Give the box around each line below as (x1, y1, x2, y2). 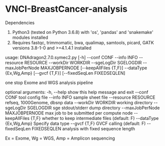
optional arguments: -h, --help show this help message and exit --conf (5, 89, 149, 95)
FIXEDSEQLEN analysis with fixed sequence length (32, 125, 135, 131)
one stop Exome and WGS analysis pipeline (5, 80, 94, 86)
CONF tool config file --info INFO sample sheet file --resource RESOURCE (5, 94, 156, 100)
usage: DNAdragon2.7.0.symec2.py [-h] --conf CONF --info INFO (5, 54, 138, 60)
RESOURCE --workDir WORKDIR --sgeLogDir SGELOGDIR (24, 59, 142, 65)
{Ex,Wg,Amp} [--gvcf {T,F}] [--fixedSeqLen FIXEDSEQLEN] (5, 70, 126, 76)
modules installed (12, 34, 48, 40)
